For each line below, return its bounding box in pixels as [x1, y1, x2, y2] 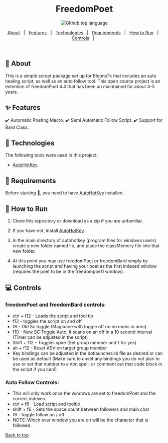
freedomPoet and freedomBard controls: [5, 301, 106, 308]
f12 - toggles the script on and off [12, 318, 82, 324]
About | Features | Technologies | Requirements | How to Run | [7, 29, 159, 36]
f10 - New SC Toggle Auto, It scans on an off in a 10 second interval [12, 329, 152, 335]
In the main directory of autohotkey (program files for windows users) [12, 238, 156, 243]
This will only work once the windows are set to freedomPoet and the [12, 390, 156, 396]
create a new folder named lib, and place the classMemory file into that [12, 243, 159, 249]
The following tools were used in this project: [5, 152, 98, 158]
